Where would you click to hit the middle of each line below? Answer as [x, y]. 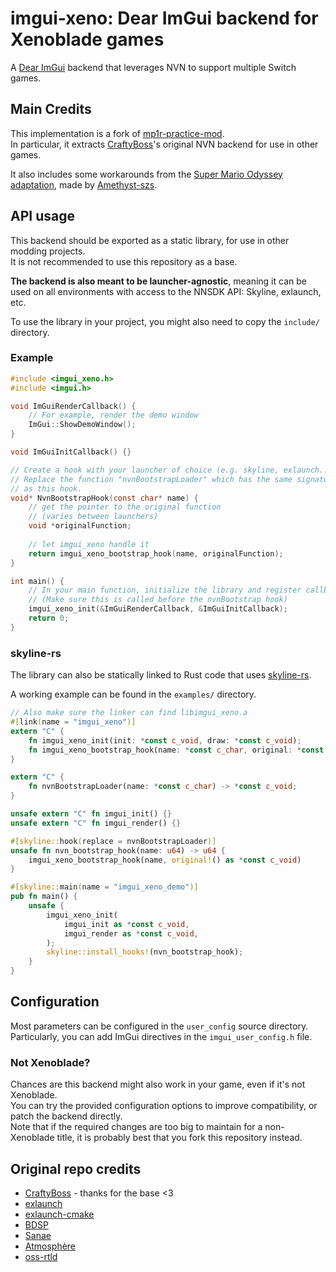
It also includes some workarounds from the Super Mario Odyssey [146, 174]
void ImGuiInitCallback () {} [71, 452]
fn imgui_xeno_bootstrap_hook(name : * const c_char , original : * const [176, 750]
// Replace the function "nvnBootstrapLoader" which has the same [151, 479]
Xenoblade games [87, 39]
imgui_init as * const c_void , [126, 924]
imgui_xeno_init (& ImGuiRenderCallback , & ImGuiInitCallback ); [158, 609]
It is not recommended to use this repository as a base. [124, 261]
